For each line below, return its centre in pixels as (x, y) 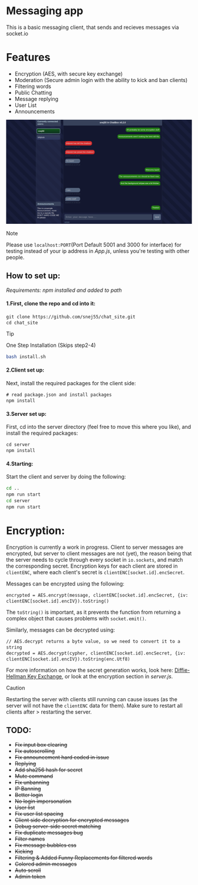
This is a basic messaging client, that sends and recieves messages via (93, 27)
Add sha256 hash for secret (48, 770)
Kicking (24, 851)
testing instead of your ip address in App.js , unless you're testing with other (98, 251)
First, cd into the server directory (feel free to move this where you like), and (99, 427)
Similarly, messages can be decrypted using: (61, 630)
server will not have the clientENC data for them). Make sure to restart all (94, 705)
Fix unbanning (32, 782)
